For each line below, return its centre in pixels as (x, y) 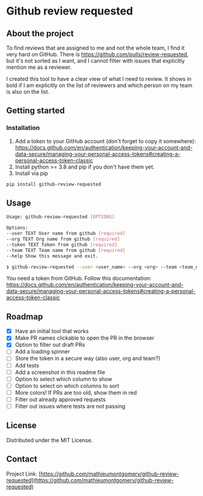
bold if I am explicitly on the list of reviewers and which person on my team (99, 85)
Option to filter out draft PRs (50, 345)
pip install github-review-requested (54, 184)
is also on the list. (28, 92)
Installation (23, 128)
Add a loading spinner (43, 352)
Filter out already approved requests (60, 399)
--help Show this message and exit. (52, 256)
